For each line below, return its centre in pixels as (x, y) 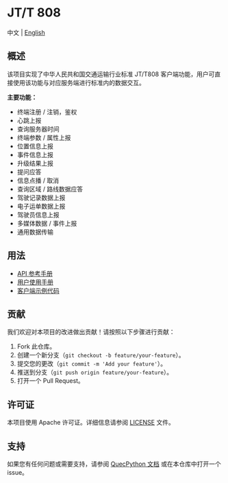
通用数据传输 (35, 232)
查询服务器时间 (38, 129)
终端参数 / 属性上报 (44, 137)
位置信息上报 (35, 146)
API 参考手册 (35, 273)
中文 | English (26, 32)
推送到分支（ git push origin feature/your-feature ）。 (95, 373)
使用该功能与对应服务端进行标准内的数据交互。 (79, 82)
